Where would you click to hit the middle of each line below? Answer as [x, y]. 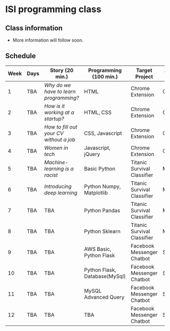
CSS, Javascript [103, 133]
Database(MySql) [105, 276]
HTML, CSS [98, 112]
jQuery [92, 154]
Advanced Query [104, 297]
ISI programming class [53, 9]
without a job [60, 139]
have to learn [60, 91]
